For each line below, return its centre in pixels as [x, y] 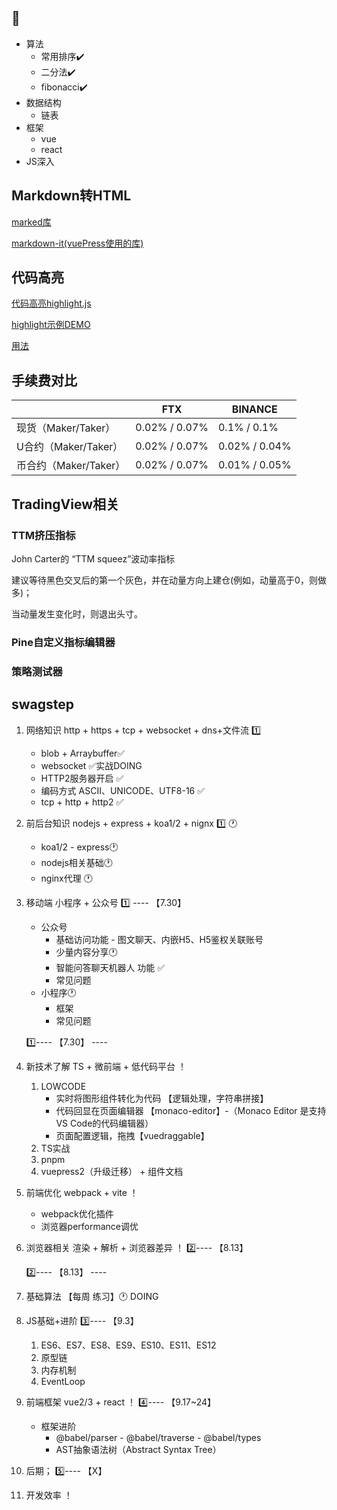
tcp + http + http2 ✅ [82, 802]
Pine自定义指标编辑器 [63, 642]
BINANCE [254, 409]
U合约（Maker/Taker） [70, 447]
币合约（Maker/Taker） [71, 466]
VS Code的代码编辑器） [104, 1123]
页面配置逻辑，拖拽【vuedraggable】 [132, 1135]
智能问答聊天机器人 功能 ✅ [110, 967]
